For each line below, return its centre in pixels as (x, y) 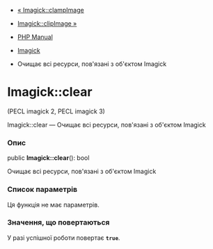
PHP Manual (35, 37)
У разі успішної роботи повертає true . (64, 238)
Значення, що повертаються (58, 223)
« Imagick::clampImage (51, 10)
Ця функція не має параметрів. (53, 204)
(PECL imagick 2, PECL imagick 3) (56, 111)
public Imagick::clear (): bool (48, 158)
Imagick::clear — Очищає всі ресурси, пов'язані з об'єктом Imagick (107, 124)
